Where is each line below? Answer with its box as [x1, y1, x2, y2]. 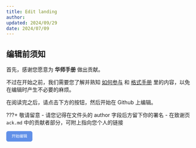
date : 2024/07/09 [6, 25, 50, 32]
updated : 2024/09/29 [6, 20, 58, 26]
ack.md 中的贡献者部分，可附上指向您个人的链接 [6, 119, 124, 126]
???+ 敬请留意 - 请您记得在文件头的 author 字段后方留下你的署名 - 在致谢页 [6, 112, 190, 119]
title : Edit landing [6, 8, 58, 15]
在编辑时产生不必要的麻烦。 [6, 86, 75, 93]
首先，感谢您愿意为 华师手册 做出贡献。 [6, 66, 103, 73]
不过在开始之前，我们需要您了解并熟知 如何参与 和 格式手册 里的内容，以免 [6, 79, 190, 86]
